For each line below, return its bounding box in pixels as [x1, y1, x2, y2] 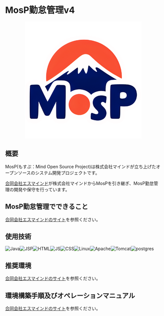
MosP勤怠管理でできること [5, 203, 88, 211]
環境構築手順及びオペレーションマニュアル [5, 291, 135, 300]
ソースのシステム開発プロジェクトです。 [18, 169, 100, 176]
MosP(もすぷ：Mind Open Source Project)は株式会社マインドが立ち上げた [5, 163, 157, 169]
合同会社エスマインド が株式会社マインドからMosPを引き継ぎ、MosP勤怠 [5, 180, 154, 186]
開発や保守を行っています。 [13, 186, 70, 192]
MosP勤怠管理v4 [5, 4, 75, 16]
